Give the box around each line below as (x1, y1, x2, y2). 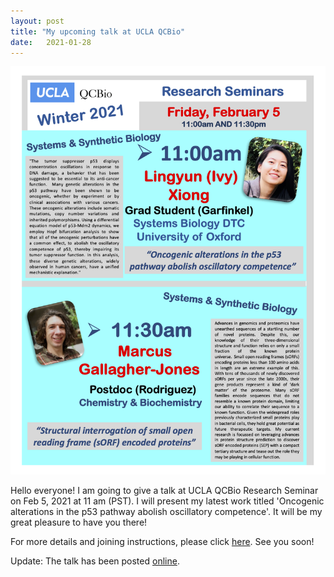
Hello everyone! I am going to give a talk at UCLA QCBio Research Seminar (10, 484, 319, 496)
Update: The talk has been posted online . (10, 555, 180, 567)
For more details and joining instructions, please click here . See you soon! (10, 535, 315, 547)
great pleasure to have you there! (10, 516, 148, 528)
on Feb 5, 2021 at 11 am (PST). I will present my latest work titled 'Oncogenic (10, 495, 325, 507)
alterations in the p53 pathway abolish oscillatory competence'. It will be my (10, 505, 323, 517)
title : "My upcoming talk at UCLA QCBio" (10, 26, 186, 37)
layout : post (10, 16, 65, 26)
